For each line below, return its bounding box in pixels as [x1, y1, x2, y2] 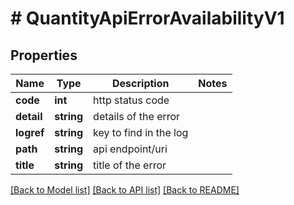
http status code [93, 93, 170, 107]
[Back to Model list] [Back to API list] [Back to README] [10, 184, 240, 196]
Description [112, 77, 170, 90]
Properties [10, 47, 78, 64]
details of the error [93, 110, 181, 123]
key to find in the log [93, 126, 189, 139]
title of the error [93, 158, 167, 172]
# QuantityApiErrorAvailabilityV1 [10, 7, 285, 30]
